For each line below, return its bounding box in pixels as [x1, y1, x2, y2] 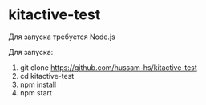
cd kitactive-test [19, 71, 75, 80]
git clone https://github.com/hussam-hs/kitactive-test [19, 62, 198, 72]
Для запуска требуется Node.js [8, 32, 116, 41]
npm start [19, 87, 52, 97]
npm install [19, 80, 57, 89]
